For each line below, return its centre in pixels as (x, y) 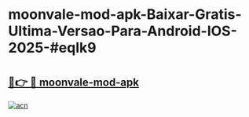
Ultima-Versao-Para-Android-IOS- (123, 31)
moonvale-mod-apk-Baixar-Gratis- (125, 15)
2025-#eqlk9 (52, 48)
